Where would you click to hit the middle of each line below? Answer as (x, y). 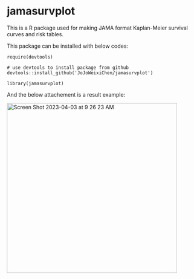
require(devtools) (30, 57)
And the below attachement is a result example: (66, 94)
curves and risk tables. (35, 34)
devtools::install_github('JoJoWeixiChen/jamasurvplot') (80, 73)
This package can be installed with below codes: (68, 46)
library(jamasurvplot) (35, 83)
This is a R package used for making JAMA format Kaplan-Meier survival (97, 28)
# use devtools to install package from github (68, 68)
